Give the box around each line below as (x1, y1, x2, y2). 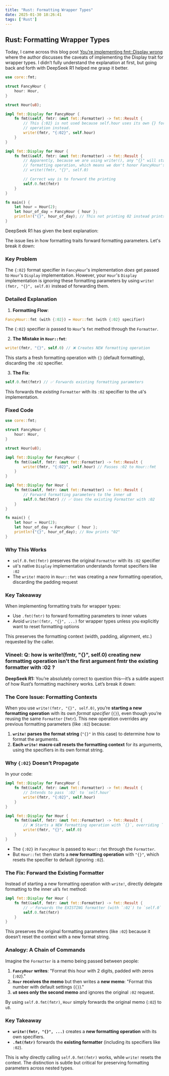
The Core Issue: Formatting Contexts (5, 693, 98, 700)
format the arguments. (12, 736, 59, 742)
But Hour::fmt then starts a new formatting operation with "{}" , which (12, 851, 159, 857)
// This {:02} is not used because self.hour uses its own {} (23, 121, 156, 126)
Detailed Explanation (5, 296, 57, 303)
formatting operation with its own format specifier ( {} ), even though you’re (5, 710, 162, 716)
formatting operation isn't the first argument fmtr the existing (5, 657, 158, 664)
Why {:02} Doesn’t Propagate (5, 759, 79, 766)
